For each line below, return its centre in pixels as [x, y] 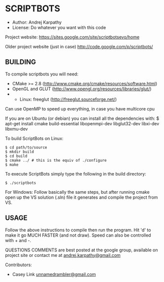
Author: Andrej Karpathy [37, 22]
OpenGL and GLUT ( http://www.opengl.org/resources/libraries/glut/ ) [82, 89]
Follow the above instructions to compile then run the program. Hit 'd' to [78, 230]
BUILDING [20, 62]
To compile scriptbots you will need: [42, 74]
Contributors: [18, 265]
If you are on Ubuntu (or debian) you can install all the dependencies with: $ [82, 118]
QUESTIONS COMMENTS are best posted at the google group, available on [82, 250]
